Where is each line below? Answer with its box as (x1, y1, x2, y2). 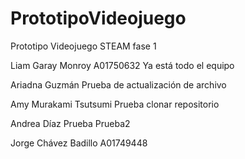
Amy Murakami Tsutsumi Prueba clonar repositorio (10, 98, 220, 110)
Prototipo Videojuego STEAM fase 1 (10, 40, 157, 52)
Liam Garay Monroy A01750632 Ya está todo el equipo (10, 59, 235, 71)
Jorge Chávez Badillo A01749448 (10, 137, 148, 149)
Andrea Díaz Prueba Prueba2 (10, 117, 131, 129)
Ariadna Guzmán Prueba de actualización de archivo (10, 78, 227, 91)
